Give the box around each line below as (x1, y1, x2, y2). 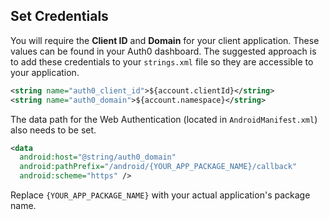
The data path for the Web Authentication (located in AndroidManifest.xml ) (10, 113, 318, 125)
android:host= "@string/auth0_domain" (19, 152, 177, 163)
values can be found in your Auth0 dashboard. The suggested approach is (10, 45, 317, 57)
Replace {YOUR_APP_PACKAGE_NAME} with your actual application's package (10, 189, 311, 201)
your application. (10, 66, 80, 78)
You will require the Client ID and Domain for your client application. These (10, 34, 320, 46)
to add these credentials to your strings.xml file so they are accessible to (10, 55, 314, 68)
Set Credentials (10, 8, 109, 25)
